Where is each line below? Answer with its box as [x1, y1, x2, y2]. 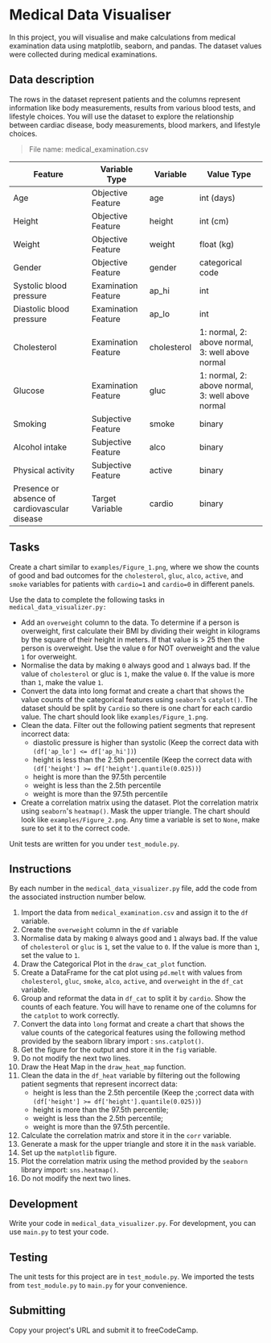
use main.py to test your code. [9, 1227, 109, 1236]
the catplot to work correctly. [20, 1010, 120, 1020]
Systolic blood [13, 280, 68, 291]
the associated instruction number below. [9, 892, 146, 902]
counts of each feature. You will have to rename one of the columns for [20, 1002, 257, 1012]
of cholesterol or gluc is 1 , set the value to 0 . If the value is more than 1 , [20, 942, 261, 952]
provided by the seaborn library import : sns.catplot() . [20, 1036, 204, 1046]
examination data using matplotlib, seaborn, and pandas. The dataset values [9, 40, 262, 50]
